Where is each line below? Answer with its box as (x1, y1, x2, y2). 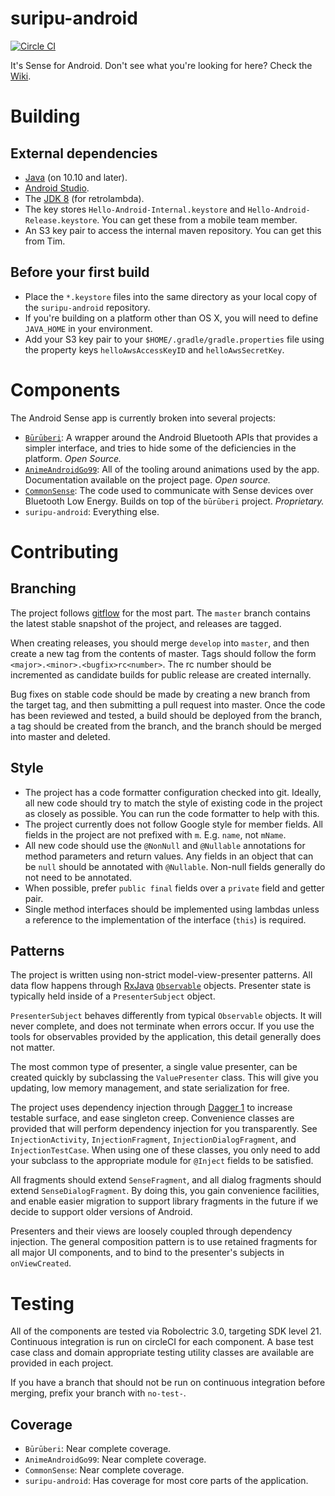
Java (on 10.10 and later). (24, 171, 128, 183)
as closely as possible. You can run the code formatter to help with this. (24, 807, 320, 819)
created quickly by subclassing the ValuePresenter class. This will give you (10, 1072, 319, 1084)
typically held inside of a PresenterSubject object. (10, 990, 216, 1002)
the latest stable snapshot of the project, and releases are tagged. (10, 617, 282, 629)
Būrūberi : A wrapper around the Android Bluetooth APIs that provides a (24, 431, 318, 443)
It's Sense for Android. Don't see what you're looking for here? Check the (10, 59, 313, 71)
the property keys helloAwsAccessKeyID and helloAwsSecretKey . (24, 343, 285, 356)
